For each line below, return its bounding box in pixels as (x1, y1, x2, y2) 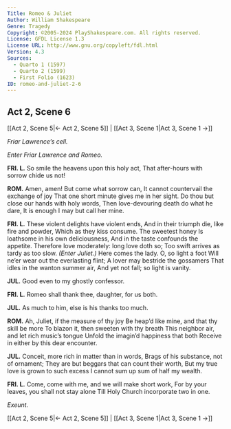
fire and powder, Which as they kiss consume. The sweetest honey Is (7, 228, 203, 236)
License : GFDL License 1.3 (7, 36, 85, 43)
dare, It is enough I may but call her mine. (7, 207, 124, 215)
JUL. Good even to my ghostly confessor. (7, 277, 125, 285)
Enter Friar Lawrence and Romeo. (7, 151, 103, 159)
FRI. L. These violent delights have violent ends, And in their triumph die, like (7, 220, 224, 228)
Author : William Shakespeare (7, 16, 91, 23)
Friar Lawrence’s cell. (7, 137, 68, 146)
